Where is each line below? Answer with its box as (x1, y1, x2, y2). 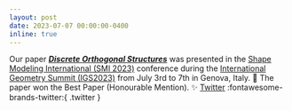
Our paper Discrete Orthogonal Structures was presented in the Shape (9, 54, 272, 65)
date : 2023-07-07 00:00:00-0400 (9, 21, 129, 30)
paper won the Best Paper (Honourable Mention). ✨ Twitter (9, 82, 226, 93)
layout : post (9, 12, 58, 22)
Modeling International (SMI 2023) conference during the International (9, 63, 266, 74)
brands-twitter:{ (9, 92, 68, 103)
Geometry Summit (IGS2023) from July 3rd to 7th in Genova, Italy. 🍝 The (9, 73, 274, 83)
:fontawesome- (226, 82, 283, 93)
